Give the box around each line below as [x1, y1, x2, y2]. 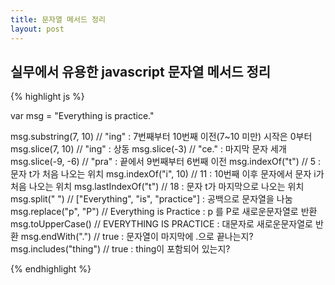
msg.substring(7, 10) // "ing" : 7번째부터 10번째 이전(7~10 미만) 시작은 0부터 [10, 131, 313, 143]
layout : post [10, 24, 65, 34]
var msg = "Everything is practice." [10, 110, 155, 122]
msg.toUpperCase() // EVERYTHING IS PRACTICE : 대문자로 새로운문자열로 [10, 218, 313, 230]
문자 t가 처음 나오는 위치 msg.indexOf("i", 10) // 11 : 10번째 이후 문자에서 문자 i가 [10, 168, 325, 180]
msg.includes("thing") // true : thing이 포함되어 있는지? [10, 243, 231, 255]
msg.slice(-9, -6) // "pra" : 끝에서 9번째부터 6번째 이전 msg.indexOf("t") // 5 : [10, 156, 322, 168]
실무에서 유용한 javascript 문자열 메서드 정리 [10, 63, 272, 80]
